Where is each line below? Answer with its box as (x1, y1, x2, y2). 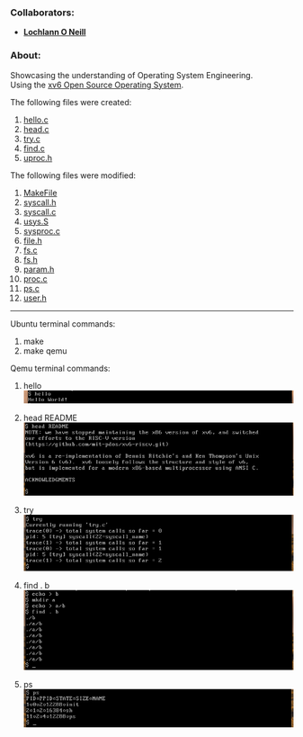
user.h (22, 292, 48, 303)
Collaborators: (10, 6, 75, 19)
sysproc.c (22, 225, 61, 236)
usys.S (22, 216, 49, 227)
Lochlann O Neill (22, 27, 86, 38)
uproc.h (22, 152, 53, 163)
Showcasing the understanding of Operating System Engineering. (10, 69, 254, 80)
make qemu (22, 345, 67, 356)
